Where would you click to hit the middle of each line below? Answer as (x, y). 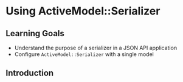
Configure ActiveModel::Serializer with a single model (84, 54)
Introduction (30, 73)
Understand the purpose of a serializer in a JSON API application (96, 48)
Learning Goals (35, 33)
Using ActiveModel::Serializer (83, 11)
